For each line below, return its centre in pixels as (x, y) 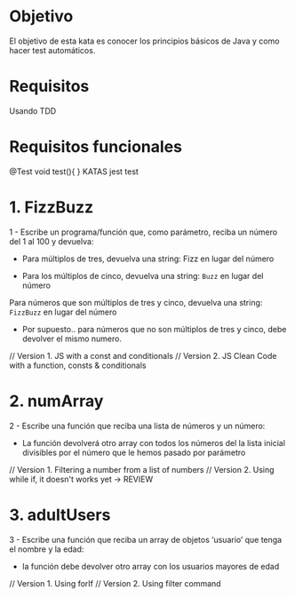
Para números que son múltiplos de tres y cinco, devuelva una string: (136, 302)
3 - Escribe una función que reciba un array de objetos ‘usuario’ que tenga (146, 539)
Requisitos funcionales (96, 147)
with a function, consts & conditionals (78, 365)
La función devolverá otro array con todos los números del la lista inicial (154, 443)
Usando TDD (33, 111)
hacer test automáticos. (52, 50)
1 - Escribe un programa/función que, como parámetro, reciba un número (144, 232)
